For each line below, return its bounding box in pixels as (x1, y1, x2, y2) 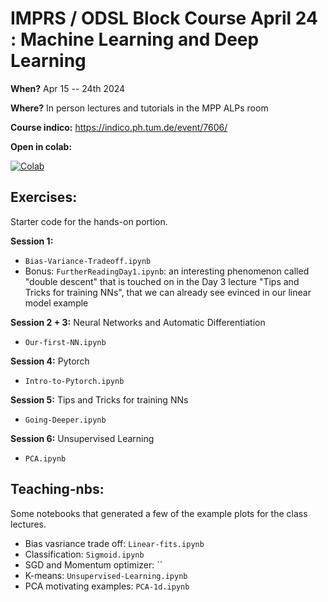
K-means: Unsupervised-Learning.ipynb (24, 569, 188, 581)
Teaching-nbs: (10, 481, 105, 498)
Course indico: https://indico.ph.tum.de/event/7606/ (10, 121, 228, 133)
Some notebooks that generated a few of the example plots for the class (10, 507, 308, 519)
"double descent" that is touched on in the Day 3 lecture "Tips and (24, 275, 300, 287)
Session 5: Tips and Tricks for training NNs (10, 393, 189, 406)
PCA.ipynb (24, 453, 67, 464)
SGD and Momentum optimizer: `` (24, 558, 163, 571)
